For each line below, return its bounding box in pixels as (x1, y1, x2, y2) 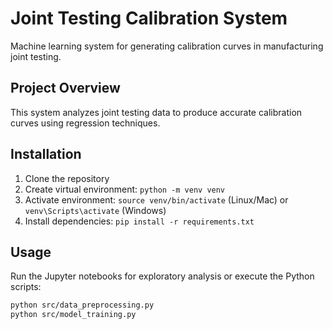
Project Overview (10, 80, 121, 97)
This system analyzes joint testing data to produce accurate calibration (10, 106, 303, 118)
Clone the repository (24, 172, 110, 184)
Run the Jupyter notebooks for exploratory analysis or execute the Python (10, 270, 315, 282)
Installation (10, 146, 82, 163)
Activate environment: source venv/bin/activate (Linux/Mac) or (24, 193, 289, 206)
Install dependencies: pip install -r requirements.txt (24, 215, 255, 227)
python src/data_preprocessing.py (10, 300, 155, 311)
